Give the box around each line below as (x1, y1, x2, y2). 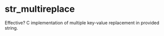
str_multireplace (5, 3, 75, 15)
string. (5, 25, 18, 31)
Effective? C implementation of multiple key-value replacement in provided (5, 20, 159, 26)
